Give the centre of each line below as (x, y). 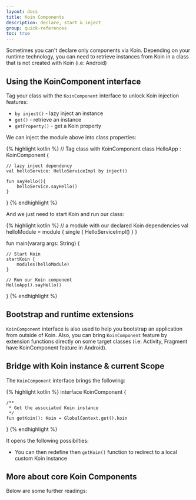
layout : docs (22, 12)
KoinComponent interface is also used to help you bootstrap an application (94, 329)
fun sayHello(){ (26, 181)
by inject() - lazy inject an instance (59, 113)
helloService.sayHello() (47, 187)
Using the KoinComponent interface (74, 81)
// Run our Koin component (39, 280)
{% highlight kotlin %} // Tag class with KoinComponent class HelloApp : (94, 149)
